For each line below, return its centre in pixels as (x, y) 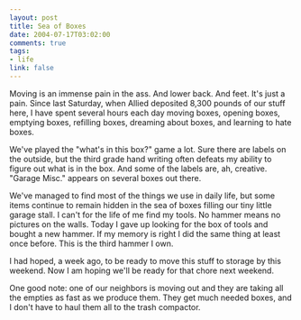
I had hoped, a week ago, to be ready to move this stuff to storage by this (146, 261)
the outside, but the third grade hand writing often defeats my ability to (141, 159)
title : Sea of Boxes (48, 26)
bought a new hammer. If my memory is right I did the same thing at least (145, 233)
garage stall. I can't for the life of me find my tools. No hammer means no (145, 215)
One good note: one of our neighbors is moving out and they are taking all (146, 288)
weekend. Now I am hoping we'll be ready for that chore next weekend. (142, 270)
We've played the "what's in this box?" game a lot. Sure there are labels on (148, 149)
